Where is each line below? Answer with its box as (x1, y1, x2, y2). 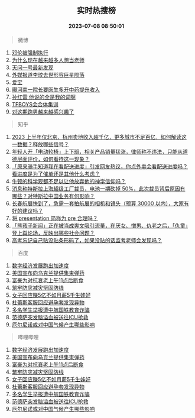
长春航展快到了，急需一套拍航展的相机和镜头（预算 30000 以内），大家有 (11, 200, 189, 207)
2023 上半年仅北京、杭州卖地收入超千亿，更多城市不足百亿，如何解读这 (11, 133, 187, 140)
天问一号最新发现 (11, 64, 54, 71)
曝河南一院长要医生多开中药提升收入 (11, 86, 100, 93)
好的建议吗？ (11, 207, 43, 214)
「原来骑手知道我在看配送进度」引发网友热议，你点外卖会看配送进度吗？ (11, 163, 188, 170)
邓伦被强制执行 (11, 49, 48, 56)
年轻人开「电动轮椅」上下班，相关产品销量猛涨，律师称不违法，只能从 (11, 148, 183, 155)
